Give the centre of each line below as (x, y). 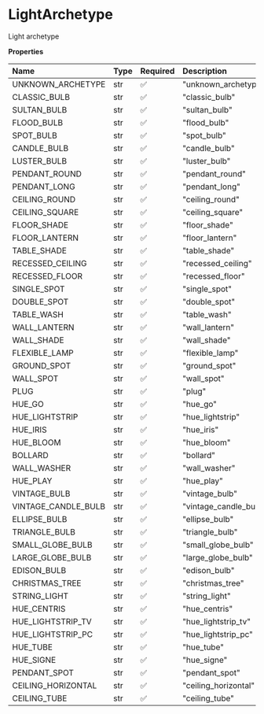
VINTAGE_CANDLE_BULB (59, 506)
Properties (26, 51)
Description (205, 71)
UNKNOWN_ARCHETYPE (59, 84)
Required (158, 71)
